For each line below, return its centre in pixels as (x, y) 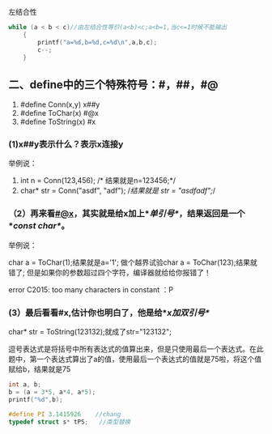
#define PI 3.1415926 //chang (65, 414)
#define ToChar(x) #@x (59, 113)
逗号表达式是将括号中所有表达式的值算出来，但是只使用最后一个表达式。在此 (136, 349)
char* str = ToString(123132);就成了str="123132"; (90, 332)
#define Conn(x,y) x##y (60, 104)
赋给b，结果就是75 (40, 369)
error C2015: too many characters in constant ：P (91, 289)
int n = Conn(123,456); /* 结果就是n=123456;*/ (98, 181)
